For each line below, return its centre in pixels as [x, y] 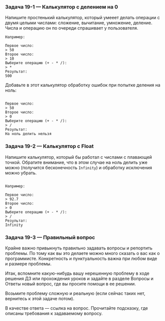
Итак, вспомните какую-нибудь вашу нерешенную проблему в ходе [77, 273]
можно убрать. [21, 173]
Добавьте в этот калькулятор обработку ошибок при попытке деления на [83, 85]
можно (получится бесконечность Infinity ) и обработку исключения [79, 167]
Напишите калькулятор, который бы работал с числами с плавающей [79, 157]
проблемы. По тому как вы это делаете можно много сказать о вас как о [82, 253]
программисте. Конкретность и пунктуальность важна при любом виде [81, 258]
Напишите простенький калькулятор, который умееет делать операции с [82, 18]
